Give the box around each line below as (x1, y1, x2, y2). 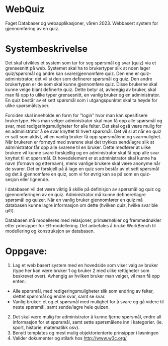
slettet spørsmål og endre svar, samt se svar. (12, 293, 106, 299)
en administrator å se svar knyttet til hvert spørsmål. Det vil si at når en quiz (5, 128, 162, 134)
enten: (12, 278, 26, 284)
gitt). (5, 207, 15, 213)
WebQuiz (5, 4, 45, 15)
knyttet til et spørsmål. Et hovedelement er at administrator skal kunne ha (5, 155, 157, 161)
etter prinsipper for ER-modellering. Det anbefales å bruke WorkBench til (5, 222, 156, 228)
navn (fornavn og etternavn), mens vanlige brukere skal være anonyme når (5, 160, 161, 166)
